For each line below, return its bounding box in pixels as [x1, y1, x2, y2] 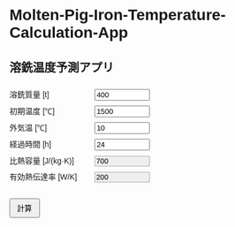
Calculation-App [9, 24, 129, 42]
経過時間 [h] [9, 140, 52, 149]
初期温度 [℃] [9, 106, 55, 116]
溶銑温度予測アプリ [9, 60, 114, 74]
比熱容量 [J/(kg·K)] [9, 156, 74, 166]
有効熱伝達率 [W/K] [9, 172, 78, 182]
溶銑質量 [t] [9, 90, 49, 100]
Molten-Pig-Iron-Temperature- [9, 6, 226, 25]
